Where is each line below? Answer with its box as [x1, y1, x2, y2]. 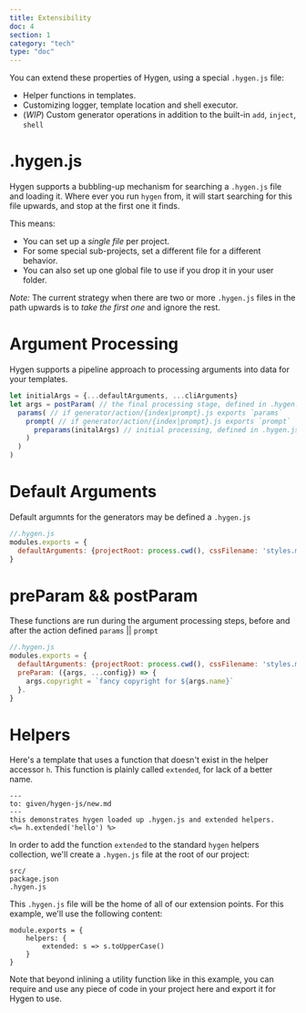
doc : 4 [9, 22, 35, 31]
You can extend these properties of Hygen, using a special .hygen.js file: [9, 72, 285, 83]
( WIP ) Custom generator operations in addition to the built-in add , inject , [22, 109, 296, 120]
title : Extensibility [9, 13, 92, 23]
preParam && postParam [9, 585, 199, 606]
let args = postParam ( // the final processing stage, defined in [9, 399, 267, 408]
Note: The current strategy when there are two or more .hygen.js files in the [9, 293, 296, 304]
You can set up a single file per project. [22, 236, 170, 247]
